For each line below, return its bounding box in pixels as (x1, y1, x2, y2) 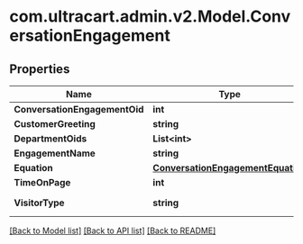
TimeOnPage (14, 176, 71, 188)
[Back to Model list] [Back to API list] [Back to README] (9, 225, 216, 236)
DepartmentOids (14, 132, 87, 145)
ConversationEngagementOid (14, 104, 144, 115)
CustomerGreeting (14, 118, 96, 130)
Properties (9, 61, 70, 77)
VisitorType (14, 196, 65, 209)
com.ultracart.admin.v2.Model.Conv (9, 6, 291, 27)
